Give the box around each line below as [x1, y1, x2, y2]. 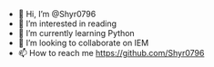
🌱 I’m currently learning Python [17, 28, 135, 38]
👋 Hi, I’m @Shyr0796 [17, 9, 97, 19]
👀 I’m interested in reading [17, 18, 117, 29]
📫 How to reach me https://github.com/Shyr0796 [17, 48, 205, 58]
